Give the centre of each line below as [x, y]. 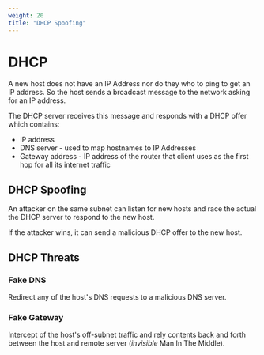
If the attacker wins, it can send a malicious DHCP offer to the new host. [125, 232]
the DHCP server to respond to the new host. [81, 217]
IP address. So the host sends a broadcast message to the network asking [129, 93]
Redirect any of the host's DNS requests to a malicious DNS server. [117, 296]
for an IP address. [37, 100]
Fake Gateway [36, 317]
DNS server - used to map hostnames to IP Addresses [107, 148]
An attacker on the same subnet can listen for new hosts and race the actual [132, 209]
